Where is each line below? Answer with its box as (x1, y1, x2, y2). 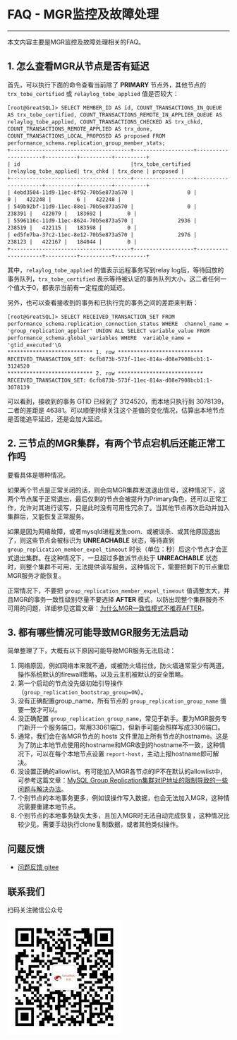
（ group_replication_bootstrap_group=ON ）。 (17, 688, 147, 696)
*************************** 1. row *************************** (7, 349, 203, 356)
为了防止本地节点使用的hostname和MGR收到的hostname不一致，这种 (17, 741, 220, 749)
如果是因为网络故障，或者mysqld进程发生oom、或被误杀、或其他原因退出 (7, 527, 221, 536)
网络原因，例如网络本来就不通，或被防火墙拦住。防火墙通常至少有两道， (17, 661, 228, 670)
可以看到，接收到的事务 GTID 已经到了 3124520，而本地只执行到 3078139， (7, 397, 228, 406)
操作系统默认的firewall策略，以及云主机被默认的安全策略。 (17, 670, 188, 679)
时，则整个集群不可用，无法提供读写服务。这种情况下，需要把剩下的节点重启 (7, 562, 230, 571)
